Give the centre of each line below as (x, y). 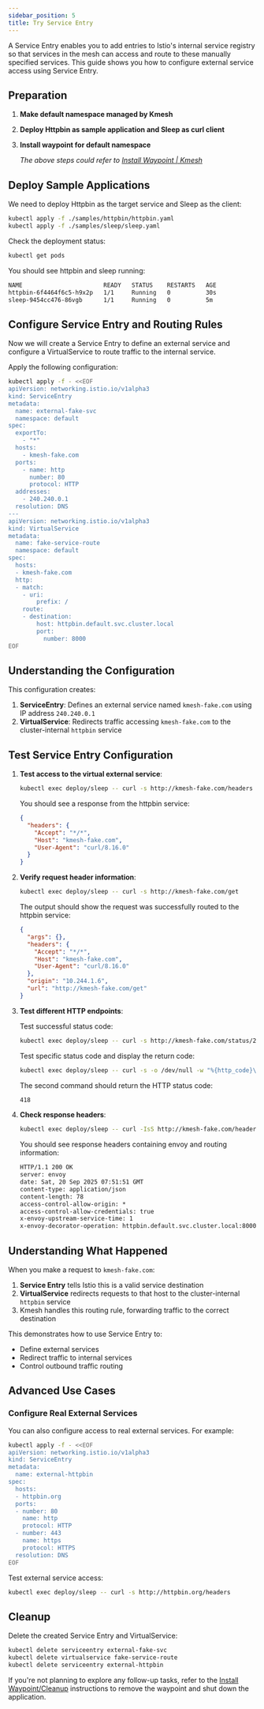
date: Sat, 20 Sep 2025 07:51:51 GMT (82, 1182)
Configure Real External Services (73, 1414)
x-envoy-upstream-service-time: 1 (76, 1219)
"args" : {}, (46, 937)
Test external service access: (56, 1578)
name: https (42, 1541)
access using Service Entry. (53, 70)
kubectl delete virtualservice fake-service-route (93, 1658)
